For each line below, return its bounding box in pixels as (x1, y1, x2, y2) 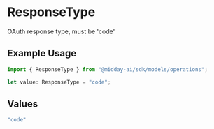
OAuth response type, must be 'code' (7, 27, 115, 36)
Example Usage (7, 47, 77, 59)
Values (7, 98, 38, 109)
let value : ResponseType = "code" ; (7, 78, 111, 86)
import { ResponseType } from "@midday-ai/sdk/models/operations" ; (7, 66, 208, 73)
